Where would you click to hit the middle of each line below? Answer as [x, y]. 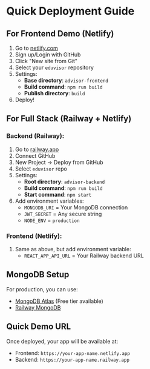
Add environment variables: [49, 201]
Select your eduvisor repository [54, 67]
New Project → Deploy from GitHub [59, 162]
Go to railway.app [37, 149]
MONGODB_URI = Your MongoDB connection [76, 207]
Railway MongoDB [38, 307]
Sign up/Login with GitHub [48, 55]
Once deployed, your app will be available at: [62, 341]
